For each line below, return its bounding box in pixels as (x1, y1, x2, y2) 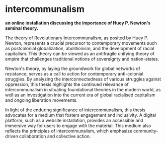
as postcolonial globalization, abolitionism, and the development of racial (5, 45, 154, 51)
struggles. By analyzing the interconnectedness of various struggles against (5, 76, 161, 82)
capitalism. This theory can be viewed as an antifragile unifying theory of (5, 51, 155, 57)
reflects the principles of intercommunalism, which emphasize (5, 128, 133, 134)
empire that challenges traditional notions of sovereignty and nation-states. (5, 56, 159, 62)
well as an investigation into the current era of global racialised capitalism (5, 92, 156, 98)
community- (133, 128, 159, 134)
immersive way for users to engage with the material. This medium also (5, 123, 152, 129)
